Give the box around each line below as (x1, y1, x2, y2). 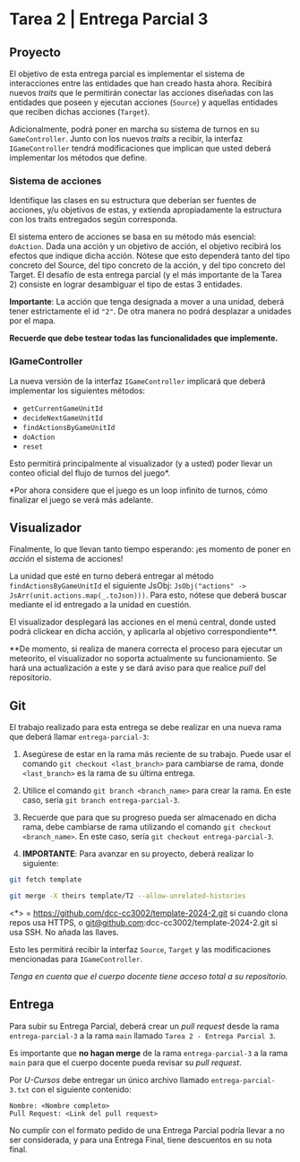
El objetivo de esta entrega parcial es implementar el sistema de (9, 68, 245, 79)
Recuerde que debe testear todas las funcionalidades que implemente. (9, 332, 279, 344)
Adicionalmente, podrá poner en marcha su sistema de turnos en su (9, 124, 260, 134)
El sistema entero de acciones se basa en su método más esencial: (9, 231, 257, 242)
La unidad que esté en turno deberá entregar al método (9, 571, 214, 581)
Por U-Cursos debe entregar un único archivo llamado (9, 1074, 210, 1085)
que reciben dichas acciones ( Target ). (9, 107, 150, 116)
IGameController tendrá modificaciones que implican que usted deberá (9, 143, 271, 153)
